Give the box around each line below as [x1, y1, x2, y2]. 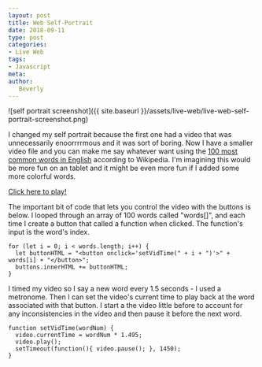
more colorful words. [8, 172, 76, 181]
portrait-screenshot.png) [8, 115, 89, 124]
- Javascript [8, 63, 51, 71]
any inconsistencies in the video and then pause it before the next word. [8, 309, 242, 319]
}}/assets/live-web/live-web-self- [140, 106, 249, 116]
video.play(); [15, 338, 61, 347]
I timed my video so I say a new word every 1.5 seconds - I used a [8, 284, 222, 294]
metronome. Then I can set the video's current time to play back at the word [8, 292, 255, 302]
